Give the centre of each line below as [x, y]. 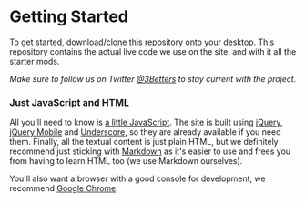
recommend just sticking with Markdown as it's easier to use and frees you [150, 151]
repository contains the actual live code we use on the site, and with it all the [153, 51]
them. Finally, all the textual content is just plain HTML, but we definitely [144, 142]
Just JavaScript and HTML [69, 102]
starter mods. [35, 61]
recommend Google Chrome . [64, 188]
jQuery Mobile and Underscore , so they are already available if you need [145, 132]
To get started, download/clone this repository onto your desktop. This [142, 42]
